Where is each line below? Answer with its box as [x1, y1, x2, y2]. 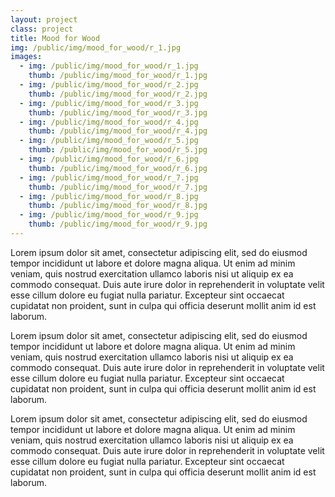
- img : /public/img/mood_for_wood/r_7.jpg [19, 172, 199, 183]
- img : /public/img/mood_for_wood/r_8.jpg [19, 191, 199, 201]
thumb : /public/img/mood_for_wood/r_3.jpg [28, 107, 208, 118]
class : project [10, 24, 74, 34]
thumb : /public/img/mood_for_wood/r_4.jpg [28, 126, 208, 136]
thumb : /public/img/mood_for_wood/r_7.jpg [28, 182, 208, 192]
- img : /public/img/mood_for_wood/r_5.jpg [19, 136, 199, 146]
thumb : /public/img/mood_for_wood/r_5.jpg [28, 145, 208, 155]
